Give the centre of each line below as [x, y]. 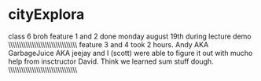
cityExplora [46, 15]
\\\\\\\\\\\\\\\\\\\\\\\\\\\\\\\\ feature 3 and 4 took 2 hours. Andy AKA [108, 44]
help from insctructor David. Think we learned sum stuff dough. [111, 61]
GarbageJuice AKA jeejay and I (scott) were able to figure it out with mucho [130, 53]
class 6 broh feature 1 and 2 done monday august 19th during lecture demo [130, 36]
